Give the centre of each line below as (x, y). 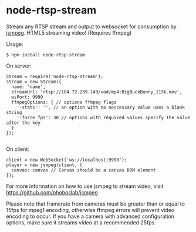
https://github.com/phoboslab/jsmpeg (52, 192)
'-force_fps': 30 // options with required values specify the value (104, 117)
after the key (23, 123)
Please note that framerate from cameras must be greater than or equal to (95, 204)
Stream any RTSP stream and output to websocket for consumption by (92, 26)
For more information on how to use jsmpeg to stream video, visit (85, 186)
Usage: (15, 44)
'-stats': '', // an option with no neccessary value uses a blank (101, 107)
